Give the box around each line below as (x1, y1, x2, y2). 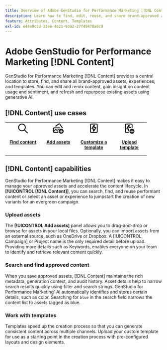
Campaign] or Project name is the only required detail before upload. (5, 238, 146, 244)
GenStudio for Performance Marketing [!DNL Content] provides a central (5, 73, 154, 79)
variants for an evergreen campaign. (5, 199, 80, 205)
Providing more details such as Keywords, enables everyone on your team (5, 244, 157, 250)
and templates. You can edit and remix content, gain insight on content (5, 84, 150, 90)
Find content (9, 139, 37, 145)
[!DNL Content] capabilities (5, 165, 91, 173)
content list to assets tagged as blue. (5, 299, 81, 305)
